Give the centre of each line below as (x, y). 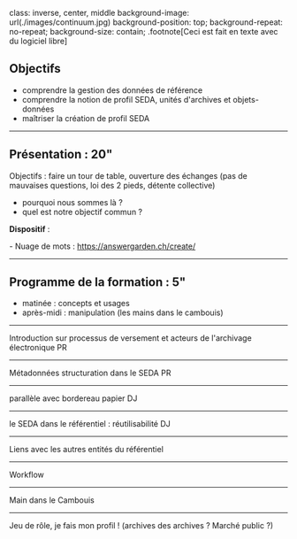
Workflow (27, 475)
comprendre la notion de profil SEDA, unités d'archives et (126, 99)
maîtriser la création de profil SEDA (86, 118)
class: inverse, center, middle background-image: (99, 13)
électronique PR (38, 348)
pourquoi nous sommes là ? (72, 202)
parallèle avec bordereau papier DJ (73, 398)
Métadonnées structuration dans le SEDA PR (90, 373)
